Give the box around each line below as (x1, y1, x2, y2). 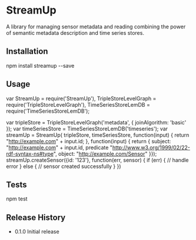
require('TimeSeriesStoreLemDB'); (6, 107, 90, 114)
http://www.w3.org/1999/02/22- (112, 144, 190, 151)
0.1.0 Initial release (14, 228, 60, 235)
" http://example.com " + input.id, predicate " (6, 144, 113, 151)
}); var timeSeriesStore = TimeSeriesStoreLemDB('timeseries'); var (6, 125, 168, 132)
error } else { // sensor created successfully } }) (6, 163, 121, 170)
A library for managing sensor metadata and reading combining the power (6, 23, 186, 30)
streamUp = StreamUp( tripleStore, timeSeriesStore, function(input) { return (6, 131, 190, 139)
